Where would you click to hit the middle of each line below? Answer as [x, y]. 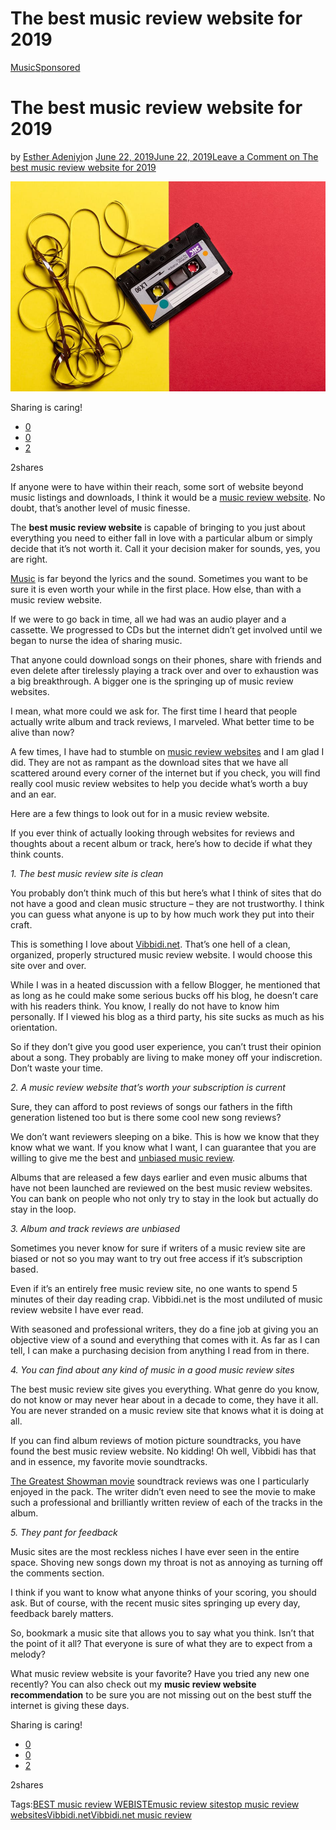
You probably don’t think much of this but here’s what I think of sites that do [166, 893]
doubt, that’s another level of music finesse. [100, 508]
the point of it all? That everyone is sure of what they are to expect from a [161, 1644]
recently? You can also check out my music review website [133, 1684]
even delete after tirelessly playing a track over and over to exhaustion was [164, 671]
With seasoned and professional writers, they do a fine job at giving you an [164, 1329]
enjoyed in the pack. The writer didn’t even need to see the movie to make [163, 1492]
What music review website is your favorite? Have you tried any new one [160, 1674]
